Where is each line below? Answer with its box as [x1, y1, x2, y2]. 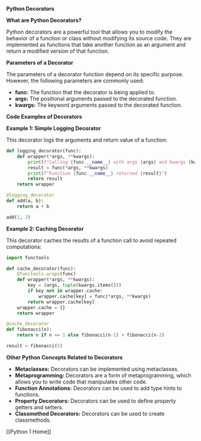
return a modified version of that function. [6, 47, 109, 55]
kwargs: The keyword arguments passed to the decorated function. [14, 101, 182, 109]
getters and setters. [14, 403, 64, 410]
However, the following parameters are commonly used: [6, 77, 145, 84]
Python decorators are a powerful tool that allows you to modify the [6, 28, 173, 35]
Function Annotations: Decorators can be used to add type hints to [14, 384, 182, 392]
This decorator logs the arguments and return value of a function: [6, 136, 167, 143]
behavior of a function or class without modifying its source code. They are [6, 35, 191, 41]
